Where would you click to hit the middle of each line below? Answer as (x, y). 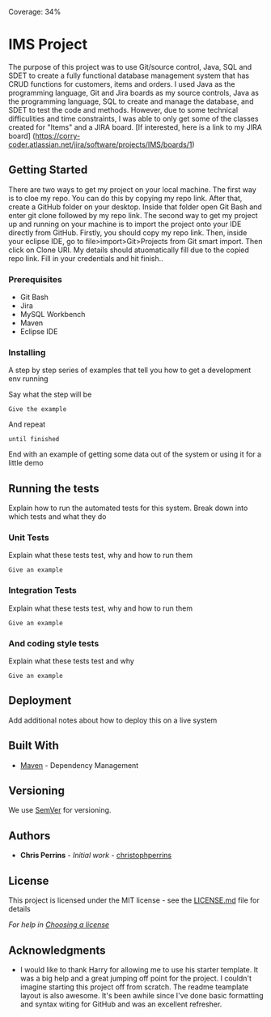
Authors (30, 836)
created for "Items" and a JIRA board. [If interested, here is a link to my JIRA (135, 127)
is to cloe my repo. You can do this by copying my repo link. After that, (125, 198)
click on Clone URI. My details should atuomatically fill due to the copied (129, 250)
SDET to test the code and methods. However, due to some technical (123, 109)
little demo (26, 463)
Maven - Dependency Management (79, 765)
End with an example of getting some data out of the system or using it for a (135, 454)
